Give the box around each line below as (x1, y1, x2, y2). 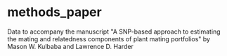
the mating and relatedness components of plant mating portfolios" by (7, 34, 211, 43)
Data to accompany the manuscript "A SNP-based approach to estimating (7, 27, 221, 36)
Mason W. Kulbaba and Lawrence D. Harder (7, 42, 134, 50)
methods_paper (7, 4, 102, 20)
